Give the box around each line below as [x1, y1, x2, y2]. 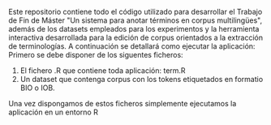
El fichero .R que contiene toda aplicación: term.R [19, 66, 186, 75]
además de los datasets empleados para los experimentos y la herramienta [8, 24, 260, 33]
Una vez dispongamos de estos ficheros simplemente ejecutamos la [8, 99, 237, 108]
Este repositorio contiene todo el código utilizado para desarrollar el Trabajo [8, 7, 263, 16]
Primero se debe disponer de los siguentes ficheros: [8, 50, 184, 59]
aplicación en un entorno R [8, 107, 99, 117]
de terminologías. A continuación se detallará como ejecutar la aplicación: [8, 41, 256, 51]
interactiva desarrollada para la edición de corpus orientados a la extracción [8, 32, 264, 42]
